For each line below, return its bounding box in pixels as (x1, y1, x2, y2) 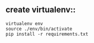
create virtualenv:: (5, 5, 76, 15)
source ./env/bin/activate (5, 26, 73, 32)
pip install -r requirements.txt (5, 31, 89, 37)
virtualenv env (5, 20, 43, 26)
